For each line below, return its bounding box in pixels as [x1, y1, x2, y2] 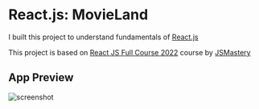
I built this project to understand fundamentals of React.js [8, 32, 199, 42]
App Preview [8, 71, 74, 85]
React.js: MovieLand [8, 6, 149, 24]
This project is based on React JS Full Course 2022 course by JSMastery [8, 47, 251, 57]
